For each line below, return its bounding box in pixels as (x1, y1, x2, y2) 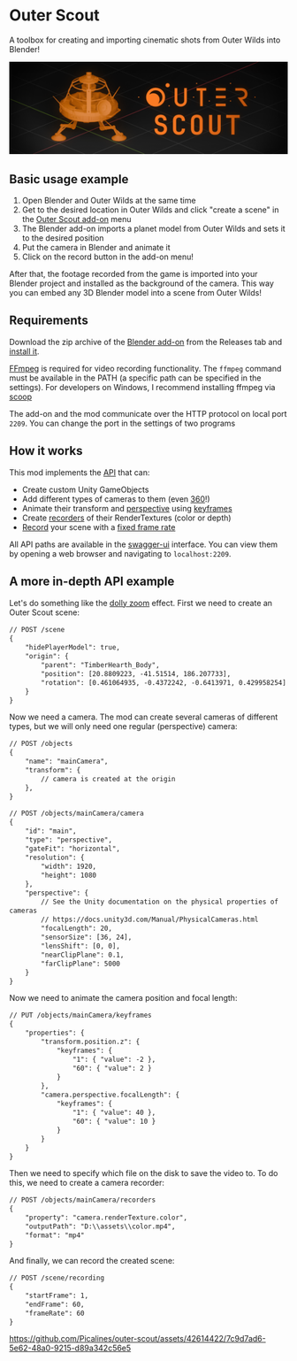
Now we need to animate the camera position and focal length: (9, 992, 238, 1003)
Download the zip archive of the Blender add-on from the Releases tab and (9, 336, 283, 347)
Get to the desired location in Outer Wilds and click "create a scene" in (21, 204, 279, 215)
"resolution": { (25, 853, 86, 862)
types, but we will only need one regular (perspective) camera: (9, 720, 238, 731)
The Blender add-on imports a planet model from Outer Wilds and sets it (21, 223, 286, 235)
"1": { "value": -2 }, (72, 1055, 156, 1064)
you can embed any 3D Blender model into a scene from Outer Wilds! (9, 288, 263, 298)
